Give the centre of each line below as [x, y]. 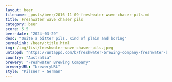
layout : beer [19, 10]
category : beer [21, 24]
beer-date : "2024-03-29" [32, 34]
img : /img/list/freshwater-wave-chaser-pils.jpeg [59, 48]
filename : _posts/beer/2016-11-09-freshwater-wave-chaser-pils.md [78, 15]
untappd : [15, 52]
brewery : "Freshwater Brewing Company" [48, 62]
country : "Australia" [28, 57]
